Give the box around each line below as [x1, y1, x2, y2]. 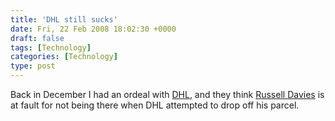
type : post [10, 61, 56, 71]
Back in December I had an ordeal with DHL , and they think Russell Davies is [10, 89, 325, 100]
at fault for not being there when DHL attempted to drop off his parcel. [10, 99, 300, 111]
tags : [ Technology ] [10, 42, 92, 53]
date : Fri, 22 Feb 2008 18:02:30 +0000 [10, 24, 177, 34]
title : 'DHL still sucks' [10, 14, 118, 25]
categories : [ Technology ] [10, 52, 118, 62]
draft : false [10, 33, 65, 43]
